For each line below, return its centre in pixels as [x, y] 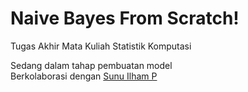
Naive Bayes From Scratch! [125, 18]
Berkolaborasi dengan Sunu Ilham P [84, 76]
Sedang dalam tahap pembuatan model [91, 65]
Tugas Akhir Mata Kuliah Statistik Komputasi [101, 46]
